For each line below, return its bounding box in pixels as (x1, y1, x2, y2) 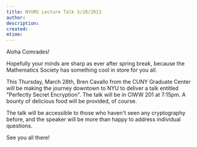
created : (6, 26, 28, 32)
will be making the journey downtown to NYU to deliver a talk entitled (6, 84, 179, 92)
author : (6, 15, 26, 21)
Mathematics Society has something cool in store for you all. (6, 66, 158, 73)
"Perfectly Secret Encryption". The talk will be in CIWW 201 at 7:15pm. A (6, 91, 186, 98)
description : (6, 20, 39, 26)
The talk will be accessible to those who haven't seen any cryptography (6, 109, 186, 117)
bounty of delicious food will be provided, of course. (6, 98, 138, 105)
